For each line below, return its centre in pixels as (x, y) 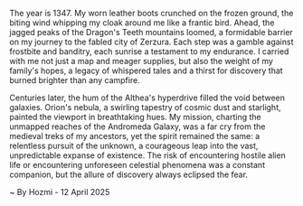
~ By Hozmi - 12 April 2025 (60, 192)
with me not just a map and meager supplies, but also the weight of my (142, 61)
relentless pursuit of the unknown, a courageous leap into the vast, (134, 145)
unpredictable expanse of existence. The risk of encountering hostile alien (148, 155)
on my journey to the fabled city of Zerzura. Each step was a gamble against (151, 42)
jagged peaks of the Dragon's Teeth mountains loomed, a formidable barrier (151, 32)
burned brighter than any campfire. (75, 80)
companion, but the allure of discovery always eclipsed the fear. (129, 174)
